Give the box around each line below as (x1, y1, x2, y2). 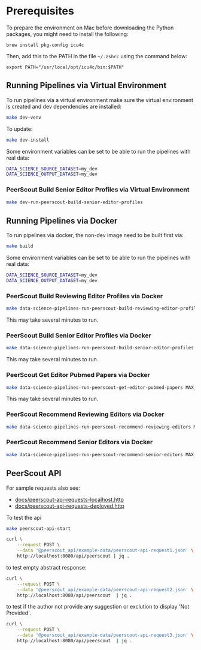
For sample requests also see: (6, 484, 80, 492)
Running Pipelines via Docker (6, 215, 118, 226)
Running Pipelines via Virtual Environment (6, 80, 167, 91)
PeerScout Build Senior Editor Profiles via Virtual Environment (6, 185, 190, 194)
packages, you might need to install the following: (6, 30, 129, 37)
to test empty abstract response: (6, 564, 87, 571)
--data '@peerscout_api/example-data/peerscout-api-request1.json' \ (17, 547, 194, 553)
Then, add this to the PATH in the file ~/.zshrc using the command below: (6, 52, 187, 59)
